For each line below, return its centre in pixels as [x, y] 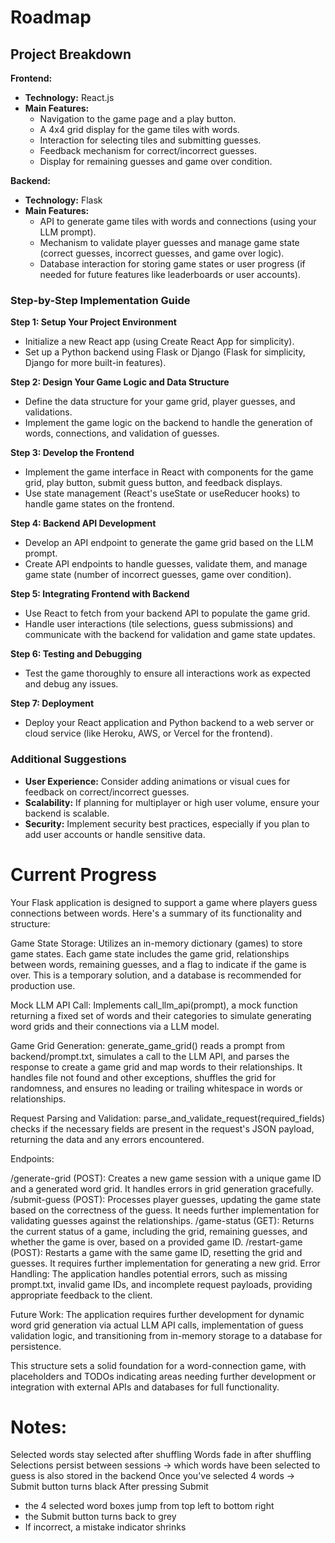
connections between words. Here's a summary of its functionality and [156, 913]
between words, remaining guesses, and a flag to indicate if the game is [158, 964]
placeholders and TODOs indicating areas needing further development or [163, 1376]
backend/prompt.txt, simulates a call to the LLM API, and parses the [150, 1056]
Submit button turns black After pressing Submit [109, 1487]
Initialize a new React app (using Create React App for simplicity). [159, 342]
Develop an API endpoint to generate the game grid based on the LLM [169, 543]
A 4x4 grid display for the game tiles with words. [139, 129]
